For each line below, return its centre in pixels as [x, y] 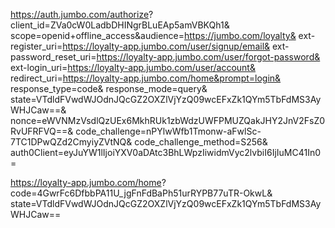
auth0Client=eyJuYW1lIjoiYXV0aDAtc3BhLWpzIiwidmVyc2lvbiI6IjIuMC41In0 [166, 152]
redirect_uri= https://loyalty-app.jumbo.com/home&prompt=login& [146, 78]
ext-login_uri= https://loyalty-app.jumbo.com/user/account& [133, 67]
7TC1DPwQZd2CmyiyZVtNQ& [71, 142]
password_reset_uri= [53, 57]
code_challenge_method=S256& [201, 142]
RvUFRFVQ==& [42, 131]
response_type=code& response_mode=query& [109, 88]
